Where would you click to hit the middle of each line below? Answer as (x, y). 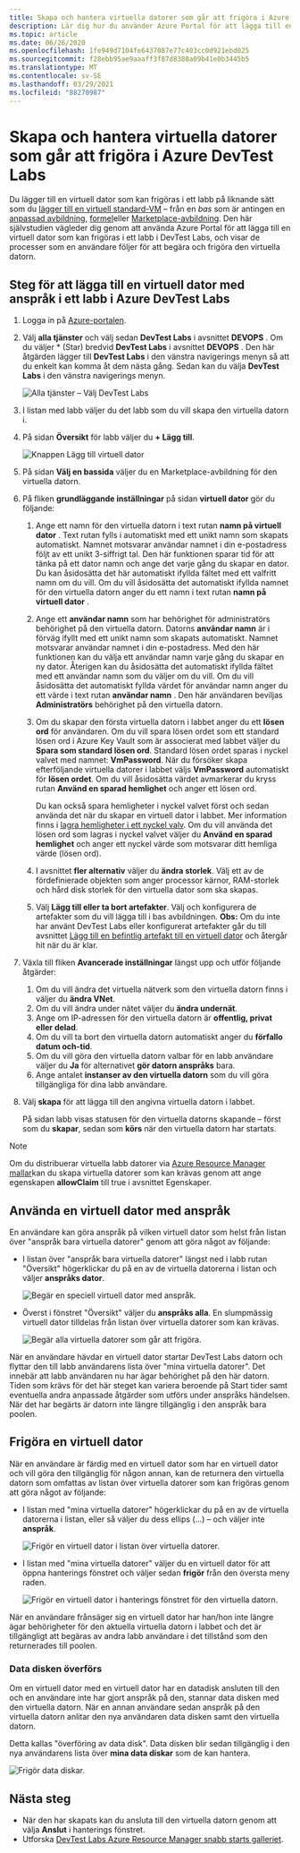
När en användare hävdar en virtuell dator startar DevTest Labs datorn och (146, 1357)
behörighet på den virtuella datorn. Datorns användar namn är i (153, 628)
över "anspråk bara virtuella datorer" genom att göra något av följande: (140, 1242)
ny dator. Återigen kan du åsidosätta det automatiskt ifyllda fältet (154, 667)
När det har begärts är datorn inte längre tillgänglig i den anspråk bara (138, 1405)
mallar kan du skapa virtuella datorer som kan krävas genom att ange (135, 1173)
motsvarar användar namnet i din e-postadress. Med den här (148, 648)
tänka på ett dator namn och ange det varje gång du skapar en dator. (162, 564)
